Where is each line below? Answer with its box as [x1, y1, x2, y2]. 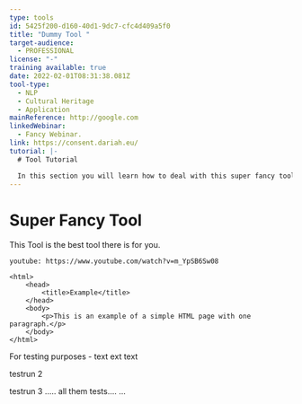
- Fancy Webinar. [17, 130, 83, 139]
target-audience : [9, 38, 75, 48]
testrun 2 [9, 369, 43, 380]
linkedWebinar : [9, 122, 67, 131]
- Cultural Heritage [17, 96, 94, 106]
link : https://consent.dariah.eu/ [9, 138, 139, 147]
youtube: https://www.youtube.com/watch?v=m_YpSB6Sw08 [9, 257, 219, 266]
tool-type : [9, 80, 50, 89]
